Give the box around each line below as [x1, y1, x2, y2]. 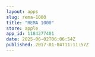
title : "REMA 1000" [6, 20, 55, 26]
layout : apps [6, 8, 39, 15]
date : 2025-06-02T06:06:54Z [6, 36, 76, 42]
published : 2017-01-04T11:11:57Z [6, 42, 89, 48]
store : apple [6, 25, 39, 31]
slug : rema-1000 [6, 14, 46, 20]
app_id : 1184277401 [6, 31, 55, 37]
